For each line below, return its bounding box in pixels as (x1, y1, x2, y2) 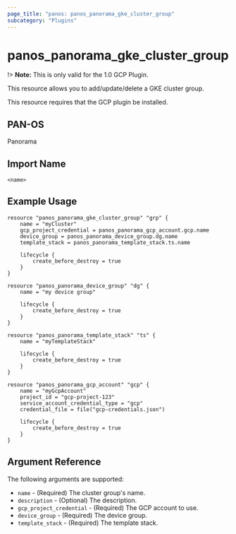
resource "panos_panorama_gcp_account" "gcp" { (7, 381, 150, 388)
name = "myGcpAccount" (20, 387, 87, 394)
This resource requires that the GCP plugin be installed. (7, 98, 168, 107)
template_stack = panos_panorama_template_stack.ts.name (20, 239, 191, 246)
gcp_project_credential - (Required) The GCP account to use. (17, 503, 199, 512)
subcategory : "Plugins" (7, 17, 77, 24)
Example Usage (7, 196, 77, 208)
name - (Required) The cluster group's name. (17, 488, 146, 497)
